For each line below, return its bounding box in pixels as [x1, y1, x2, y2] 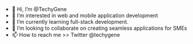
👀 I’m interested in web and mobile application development [11, 12, 159, 19]
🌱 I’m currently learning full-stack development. [11, 18, 129, 25]
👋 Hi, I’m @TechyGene [11, 6, 67, 12]
